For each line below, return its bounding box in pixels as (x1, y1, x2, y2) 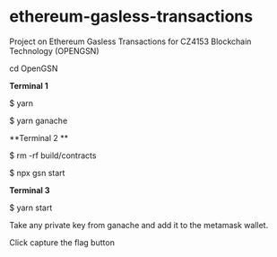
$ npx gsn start (9, 167, 65, 178)
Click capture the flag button (9, 236, 115, 248)
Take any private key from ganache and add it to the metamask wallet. (9, 219, 269, 230)
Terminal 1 (9, 80, 48, 91)
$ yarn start (9, 202, 53, 213)
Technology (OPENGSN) (9, 45, 100, 56)
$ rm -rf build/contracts (9, 150, 97, 161)
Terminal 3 (9, 184, 50, 195)
